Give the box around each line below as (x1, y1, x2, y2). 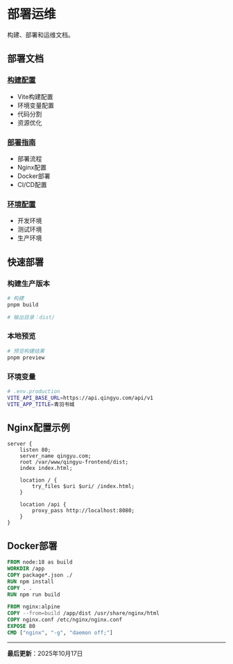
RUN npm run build (7, 591, 60, 598)
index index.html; (19, 465, 73, 472)
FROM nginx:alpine (7, 604, 60, 611)
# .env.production (7, 387, 60, 395)
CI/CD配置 (17, 180, 47, 189)
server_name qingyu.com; (19, 453, 92, 460)
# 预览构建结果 (7, 347, 45, 354)
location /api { (19, 501, 67, 508)
